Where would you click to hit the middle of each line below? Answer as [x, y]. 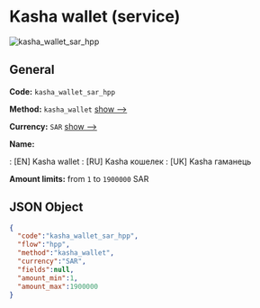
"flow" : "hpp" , [44, 245]
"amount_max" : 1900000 [58, 286]
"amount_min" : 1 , [48, 278]
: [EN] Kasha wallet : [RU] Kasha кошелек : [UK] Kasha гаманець [130, 161]
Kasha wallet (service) [95, 17]
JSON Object [46, 208]
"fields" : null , [46, 269]
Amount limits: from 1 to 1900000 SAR [79, 178]
